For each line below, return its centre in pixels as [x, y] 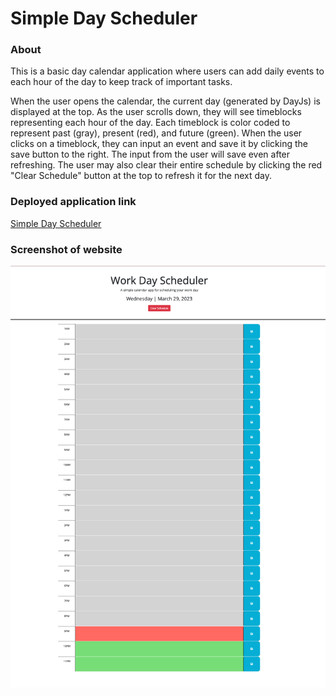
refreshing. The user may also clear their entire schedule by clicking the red [166, 165]
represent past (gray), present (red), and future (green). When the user [156, 133]
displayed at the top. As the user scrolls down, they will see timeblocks [156, 112]
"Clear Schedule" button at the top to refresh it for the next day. [141, 176]
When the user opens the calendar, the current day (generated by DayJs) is [165, 101]
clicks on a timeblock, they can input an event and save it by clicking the [159, 144]
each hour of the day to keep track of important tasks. [121, 82]
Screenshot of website [66, 249]
